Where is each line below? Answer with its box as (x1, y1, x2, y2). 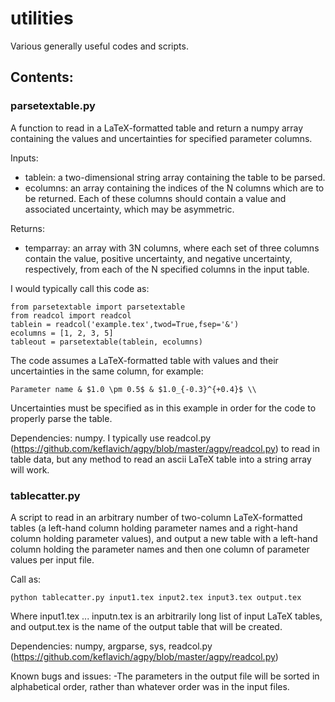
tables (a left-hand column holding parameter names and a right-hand (10, 522, 298, 534)
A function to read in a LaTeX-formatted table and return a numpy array (10, 122, 304, 134)
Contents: (10, 69, 74, 86)
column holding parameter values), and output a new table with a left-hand (10, 532, 318, 544)
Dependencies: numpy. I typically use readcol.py (10, 432, 212, 444)
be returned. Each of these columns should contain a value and (24, 192, 287, 204)
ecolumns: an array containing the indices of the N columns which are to (24, 182, 325, 194)
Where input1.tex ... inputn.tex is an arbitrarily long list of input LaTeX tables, (10, 610, 323, 622)
